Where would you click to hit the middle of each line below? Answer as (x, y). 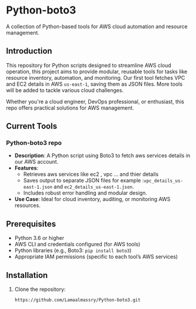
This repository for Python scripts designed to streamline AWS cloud (89, 65)
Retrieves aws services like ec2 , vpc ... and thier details (91, 174)
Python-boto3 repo (34, 143)
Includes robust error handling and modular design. (85, 193)
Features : (26, 168)
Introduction (29, 51)
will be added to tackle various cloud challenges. (65, 90)
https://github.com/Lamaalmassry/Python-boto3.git (78, 300)
